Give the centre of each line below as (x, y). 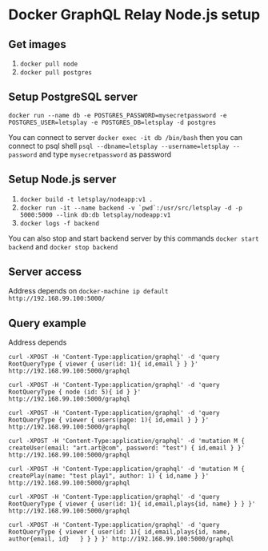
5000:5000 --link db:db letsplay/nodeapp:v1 (95, 215)
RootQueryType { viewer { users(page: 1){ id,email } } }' (109, 420)
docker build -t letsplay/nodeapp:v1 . (86, 199)
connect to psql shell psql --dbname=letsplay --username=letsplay (119, 146)
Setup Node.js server (62, 180)
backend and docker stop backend (63, 246)
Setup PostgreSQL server (73, 97)
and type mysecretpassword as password (105, 154)
